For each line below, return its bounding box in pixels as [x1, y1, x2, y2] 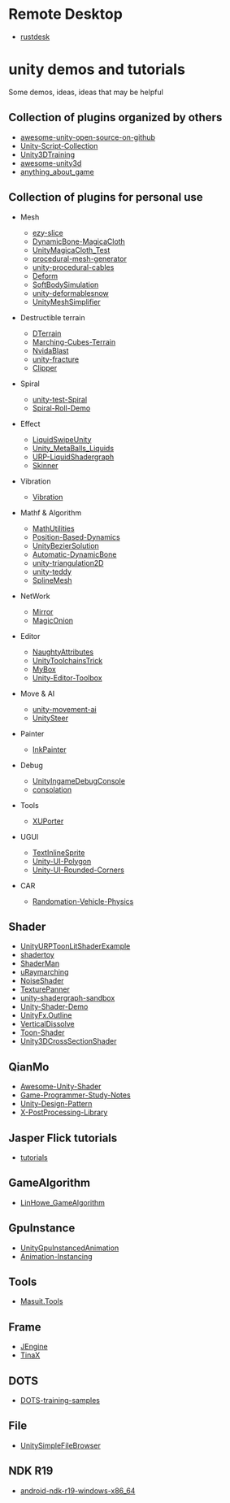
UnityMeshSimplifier [32, 297, 101, 306]
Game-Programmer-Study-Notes [20, 1090, 132, 1100]
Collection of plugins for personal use [8, 190, 203, 204]
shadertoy [20, 950, 54, 960]
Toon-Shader [20, 1027, 65, 1037]
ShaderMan [20, 958, 59, 968]
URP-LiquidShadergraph [32, 452, 115, 462]
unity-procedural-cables [32, 262, 115, 272]
